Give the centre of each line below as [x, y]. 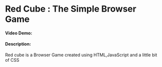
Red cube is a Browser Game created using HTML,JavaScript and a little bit [81, 55]
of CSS [12, 60]
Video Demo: [19, 33]
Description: [18, 44]
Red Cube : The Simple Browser [71, 9]
